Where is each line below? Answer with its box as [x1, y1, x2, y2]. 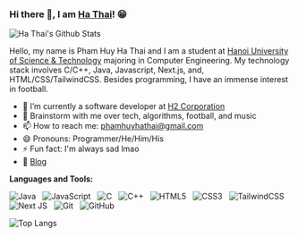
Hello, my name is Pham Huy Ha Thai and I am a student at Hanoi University [9, 46, 289, 56]
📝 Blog [21, 157, 47, 167]
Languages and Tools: [9, 174, 94, 184]
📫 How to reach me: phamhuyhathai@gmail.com [21, 121, 204, 131]
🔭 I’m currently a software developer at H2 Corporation [21, 101, 226, 112]
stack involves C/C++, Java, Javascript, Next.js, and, [9, 64, 204, 75]
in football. [9, 84, 49, 95]
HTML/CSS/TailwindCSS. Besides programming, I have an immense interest [9, 74, 289, 85]
